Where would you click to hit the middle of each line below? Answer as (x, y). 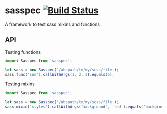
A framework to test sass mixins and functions (53, 24)
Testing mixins (20, 84)
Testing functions (23, 52)
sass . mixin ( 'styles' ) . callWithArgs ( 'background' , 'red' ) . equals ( (74, 107)
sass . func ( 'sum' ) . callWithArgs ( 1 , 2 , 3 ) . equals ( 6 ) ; (60, 74)
